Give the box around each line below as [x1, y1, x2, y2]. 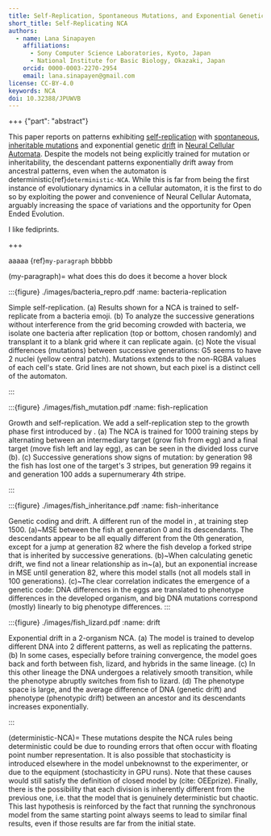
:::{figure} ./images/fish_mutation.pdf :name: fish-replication [8, 402, 208, 412]
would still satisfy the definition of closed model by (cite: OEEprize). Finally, [8, 776, 258, 786]
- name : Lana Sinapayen [15, 34, 95, 43]
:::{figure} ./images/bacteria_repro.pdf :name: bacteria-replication [8, 287, 227, 297]
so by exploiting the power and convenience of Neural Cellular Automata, [8, 192, 252, 202]
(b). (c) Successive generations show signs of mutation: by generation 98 [8, 452, 252, 462]
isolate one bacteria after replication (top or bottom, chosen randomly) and [8, 328, 256, 339]
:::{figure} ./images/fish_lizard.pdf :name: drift [8, 618, 161, 627]
